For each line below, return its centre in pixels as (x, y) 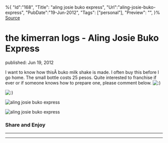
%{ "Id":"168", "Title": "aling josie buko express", (55, 7)
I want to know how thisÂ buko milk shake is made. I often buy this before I (82, 72)
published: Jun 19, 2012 (29, 62)
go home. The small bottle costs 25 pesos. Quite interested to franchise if (81, 77)
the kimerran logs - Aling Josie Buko (82, 38)
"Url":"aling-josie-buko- (131, 7)
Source (12, 18)
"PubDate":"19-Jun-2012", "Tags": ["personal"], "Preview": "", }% (93, 12)
